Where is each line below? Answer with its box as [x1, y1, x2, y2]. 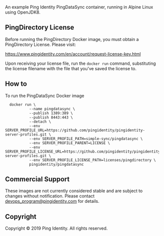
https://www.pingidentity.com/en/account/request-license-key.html [5, 51, 141, 57]
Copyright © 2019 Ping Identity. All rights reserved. [5, 225, 108, 231]
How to [5, 80, 27, 88]
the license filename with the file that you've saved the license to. [5, 65, 137, 71]
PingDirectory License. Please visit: [5, 41, 76, 47]
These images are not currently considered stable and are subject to [5, 188, 143, 194]
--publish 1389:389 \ [29, 111, 73, 116]
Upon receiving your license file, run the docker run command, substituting [5, 60, 156, 66]
